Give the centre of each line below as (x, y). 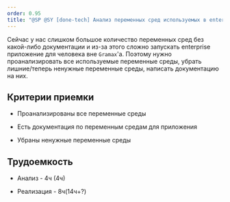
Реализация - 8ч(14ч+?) (52, 192)
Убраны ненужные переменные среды (74, 140)
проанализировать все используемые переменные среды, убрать (104, 61)
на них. (18, 75)
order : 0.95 (24, 13)
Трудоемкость (40, 162)
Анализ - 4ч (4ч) (41, 178)
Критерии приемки (51, 97)
